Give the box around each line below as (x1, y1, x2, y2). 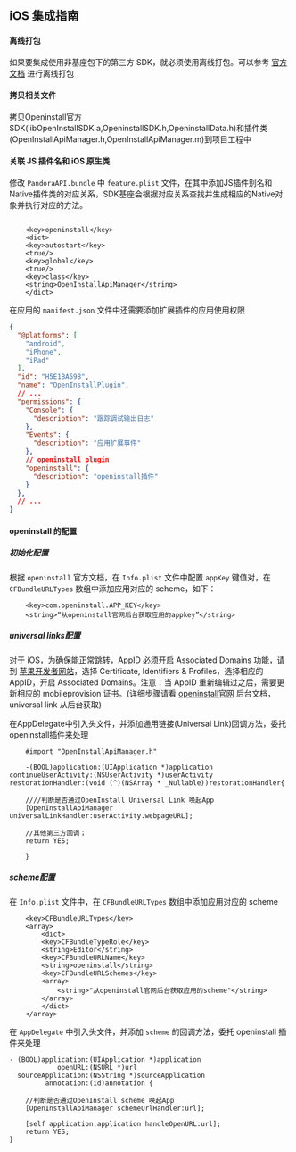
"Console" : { (25, 405, 74, 414)
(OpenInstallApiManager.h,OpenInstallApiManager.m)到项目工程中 (9, 133, 251, 145)
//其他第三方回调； (25, 829, 87, 838)
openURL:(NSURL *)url (56, 1063, 138, 1072)
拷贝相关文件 (9, 90, 56, 101)
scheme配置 (9, 872, 56, 882)
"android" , (25, 338, 66, 348)
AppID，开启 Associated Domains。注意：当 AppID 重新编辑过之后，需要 (9, 677, 278, 688)
